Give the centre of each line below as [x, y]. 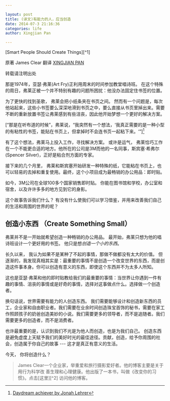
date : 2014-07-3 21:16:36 [32, 24]
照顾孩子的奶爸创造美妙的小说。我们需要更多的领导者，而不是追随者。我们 [87, 314]
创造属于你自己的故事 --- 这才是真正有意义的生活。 [67, 344]
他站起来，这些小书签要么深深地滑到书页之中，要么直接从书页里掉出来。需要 [85, 108]
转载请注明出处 [21, 74]
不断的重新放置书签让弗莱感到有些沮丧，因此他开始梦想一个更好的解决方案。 [85, 114]
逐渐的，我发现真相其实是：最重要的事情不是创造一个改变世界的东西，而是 [83, 260]
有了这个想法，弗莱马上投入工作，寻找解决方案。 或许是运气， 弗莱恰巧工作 [84, 142]
